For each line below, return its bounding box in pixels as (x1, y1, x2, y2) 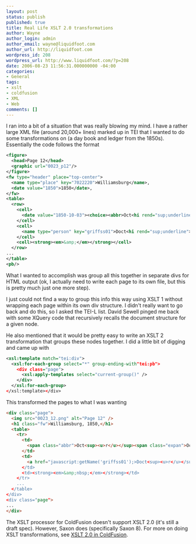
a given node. (6, 320, 39, 328)
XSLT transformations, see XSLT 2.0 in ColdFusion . (6, 531, 128, 538)
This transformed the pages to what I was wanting (6, 398, 127, 405)
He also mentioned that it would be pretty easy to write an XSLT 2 (6, 332, 164, 339)
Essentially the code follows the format (6, 141, 100, 148)
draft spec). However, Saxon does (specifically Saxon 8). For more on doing (6, 525, 188, 532)
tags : (6, 80, 19, 85)
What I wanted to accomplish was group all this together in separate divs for (6, 271, 190, 278)
